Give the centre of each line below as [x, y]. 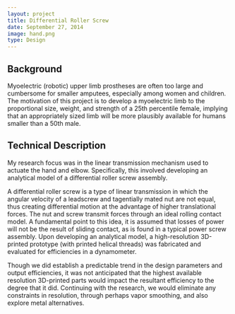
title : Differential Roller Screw [58, 21]
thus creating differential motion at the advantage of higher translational [112, 207]
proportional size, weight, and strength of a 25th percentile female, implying [117, 108]
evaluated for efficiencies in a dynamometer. [72, 251]
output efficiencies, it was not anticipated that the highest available [105, 272]
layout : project [31, 14]
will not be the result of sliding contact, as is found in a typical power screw [117, 229]
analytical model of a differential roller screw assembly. [88, 178]
